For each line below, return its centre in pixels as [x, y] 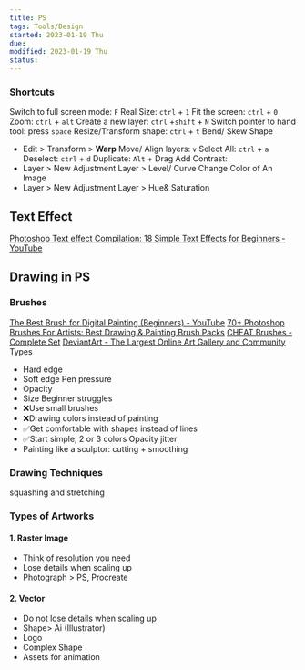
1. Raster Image [39, 538]
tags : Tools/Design [46, 26]
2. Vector [27, 598]
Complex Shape [52, 647]
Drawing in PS [50, 277]
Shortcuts [32, 92]
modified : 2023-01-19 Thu [58, 52]
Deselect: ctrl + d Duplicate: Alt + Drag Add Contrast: [125, 159]
